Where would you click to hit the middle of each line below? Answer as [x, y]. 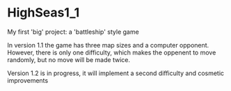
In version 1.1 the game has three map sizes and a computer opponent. [108, 45]
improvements [28, 80]
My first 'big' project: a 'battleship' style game [73, 32]
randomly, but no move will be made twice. [69, 59]
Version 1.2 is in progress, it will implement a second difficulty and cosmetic [116, 73]
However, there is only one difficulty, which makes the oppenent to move [112, 52]
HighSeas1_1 [43, 13]
